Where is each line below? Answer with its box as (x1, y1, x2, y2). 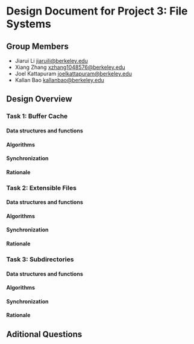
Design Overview (6, 94, 72, 104)
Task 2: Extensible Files (6, 183, 77, 192)
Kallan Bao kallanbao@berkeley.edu (14, 77, 104, 83)
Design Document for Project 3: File (6, 4, 188, 18)
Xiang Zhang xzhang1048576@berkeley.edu (14, 63, 125, 71)
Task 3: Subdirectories (6, 255, 74, 264)
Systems (6, 17, 51, 31)
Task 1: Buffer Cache (6, 112, 68, 120)
